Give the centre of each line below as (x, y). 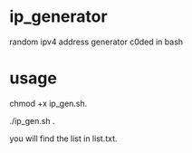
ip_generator (58, 17)
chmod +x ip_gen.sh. (48, 103)
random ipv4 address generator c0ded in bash (96, 42)
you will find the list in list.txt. (63, 139)
